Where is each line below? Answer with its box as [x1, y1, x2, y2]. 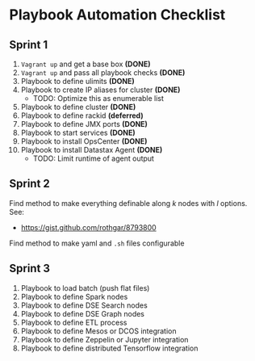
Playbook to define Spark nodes [20, 292, 128, 301]
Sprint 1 [9, 38, 48, 52]
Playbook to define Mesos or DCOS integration [20, 325, 177, 336]
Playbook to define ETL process [20, 317, 127, 327]
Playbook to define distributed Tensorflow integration [20, 343, 199, 353]
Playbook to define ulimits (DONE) [20, 77, 136, 86]
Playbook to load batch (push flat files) [20, 283, 150, 292]
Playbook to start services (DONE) [20, 128, 136, 137]
